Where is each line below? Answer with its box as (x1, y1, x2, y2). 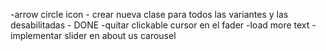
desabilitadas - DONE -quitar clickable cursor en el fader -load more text (10, 19, 310, 31)
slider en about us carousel (64, 30, 177, 41)
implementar (10, 30, 63, 41)
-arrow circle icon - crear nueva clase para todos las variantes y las (10, 9, 289, 20)
